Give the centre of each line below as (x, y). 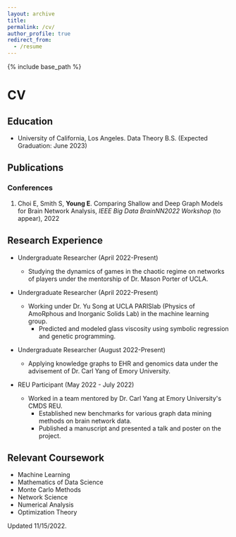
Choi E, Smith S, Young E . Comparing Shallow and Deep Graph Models (120, 203)
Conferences (30, 188)
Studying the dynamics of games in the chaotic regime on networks (126, 271)
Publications (36, 168)
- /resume (28, 47)
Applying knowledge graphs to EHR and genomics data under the (123, 363)
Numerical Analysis (45, 505)
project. (50, 435)
